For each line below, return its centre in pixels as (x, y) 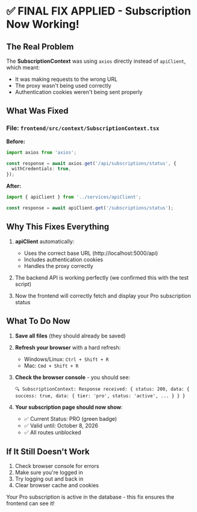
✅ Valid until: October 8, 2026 (61, 425)
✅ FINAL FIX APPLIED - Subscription (99, 11)
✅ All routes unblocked (52, 432)
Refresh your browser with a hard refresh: (68, 347)
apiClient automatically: (45, 241)
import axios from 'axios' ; (42, 152)
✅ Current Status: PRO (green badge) (70, 418)
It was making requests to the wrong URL (66, 79)
